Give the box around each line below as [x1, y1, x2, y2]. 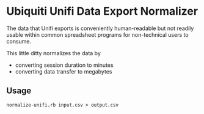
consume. [6, 37, 32, 45]
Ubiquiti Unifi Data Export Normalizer [6, 4, 199, 18]
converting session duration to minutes [15, 61, 114, 69]
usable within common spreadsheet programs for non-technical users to [6, 31, 189, 38]
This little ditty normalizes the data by [6, 49, 101, 56]
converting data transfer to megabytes [15, 67, 112, 75]
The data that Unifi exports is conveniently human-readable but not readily [6, 25, 194, 32]
